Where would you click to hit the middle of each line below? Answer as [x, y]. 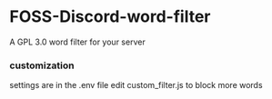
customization [42, 65]
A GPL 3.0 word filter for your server [77, 42]
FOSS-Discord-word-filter [110, 17]
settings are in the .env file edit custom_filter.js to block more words [136, 85]
